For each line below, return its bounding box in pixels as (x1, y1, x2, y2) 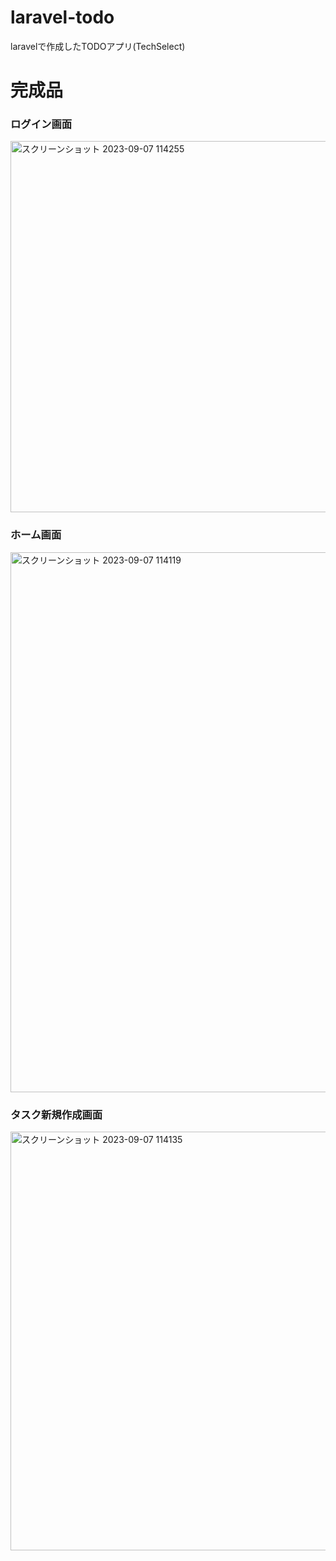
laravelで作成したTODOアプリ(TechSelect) (10, 40, 186, 52)
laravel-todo (10, 6, 115, 29)
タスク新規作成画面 (10, 1107, 103, 1121)
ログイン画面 (10, 117, 73, 131)
